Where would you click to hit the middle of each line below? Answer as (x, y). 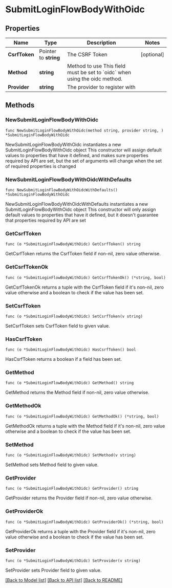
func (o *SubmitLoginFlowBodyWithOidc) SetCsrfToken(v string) (74, 316)
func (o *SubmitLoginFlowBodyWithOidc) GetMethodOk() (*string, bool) (82, 416)
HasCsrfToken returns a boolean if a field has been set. (63, 359)
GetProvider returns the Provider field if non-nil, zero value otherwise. (79, 498)
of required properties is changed (41, 166)
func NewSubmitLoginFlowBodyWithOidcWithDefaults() (61, 190)
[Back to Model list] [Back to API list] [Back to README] (64, 580)
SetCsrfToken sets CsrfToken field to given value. (58, 325)
